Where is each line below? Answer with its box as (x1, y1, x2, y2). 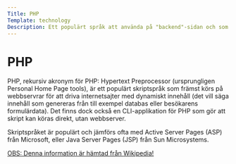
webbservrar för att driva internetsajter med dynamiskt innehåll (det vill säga (7, 92, 229, 101)
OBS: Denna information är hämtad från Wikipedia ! (7, 149, 154, 158)
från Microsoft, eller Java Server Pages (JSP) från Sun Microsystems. (7, 135, 209, 144)
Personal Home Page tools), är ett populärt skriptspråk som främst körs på (7, 84, 223, 93)
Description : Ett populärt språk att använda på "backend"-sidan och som (7, 23, 229, 30)
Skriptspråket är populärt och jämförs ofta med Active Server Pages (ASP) (7, 128, 223, 137)
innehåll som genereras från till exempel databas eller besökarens (7, 99, 199, 108)
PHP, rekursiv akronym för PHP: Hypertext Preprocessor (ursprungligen (7, 77, 216, 85)
